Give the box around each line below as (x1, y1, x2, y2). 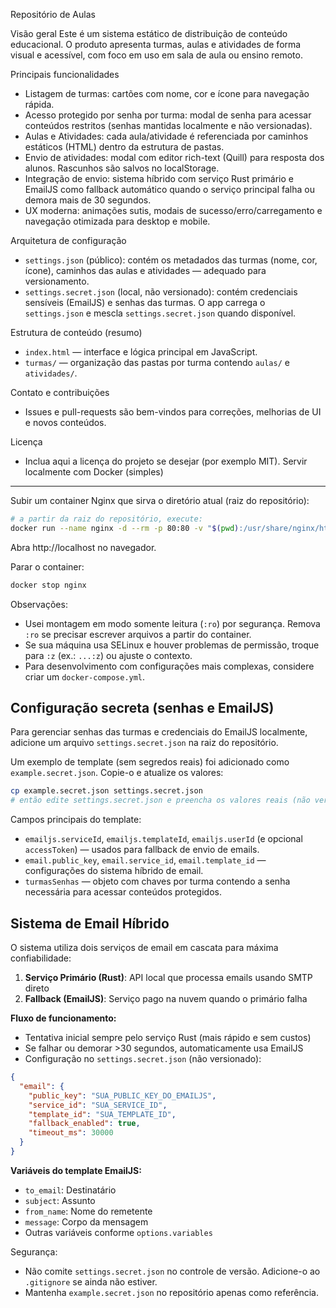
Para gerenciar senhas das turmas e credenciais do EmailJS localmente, (10, 726, 308, 738)
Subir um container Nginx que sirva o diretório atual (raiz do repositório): (10, 495, 310, 506)
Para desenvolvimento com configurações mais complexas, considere (24, 660, 315, 672)
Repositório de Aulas (10, 9, 96, 20)
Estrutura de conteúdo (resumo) (10, 327, 143, 338)
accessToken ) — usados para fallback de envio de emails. (24, 844, 260, 856)
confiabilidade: (10, 952, 72, 964)
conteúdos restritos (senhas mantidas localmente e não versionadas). (24, 120, 313, 131)
